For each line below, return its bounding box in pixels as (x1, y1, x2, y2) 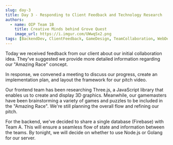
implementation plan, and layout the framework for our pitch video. (5, 77, 147, 83)
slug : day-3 (5, 7, 31, 13)
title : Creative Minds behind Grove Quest (14, 27, 107, 32)
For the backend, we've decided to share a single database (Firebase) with (5, 118, 164, 124)
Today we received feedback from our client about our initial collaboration (5, 50, 162, 57)
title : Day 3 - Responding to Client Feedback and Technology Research (5, 12, 162, 17)
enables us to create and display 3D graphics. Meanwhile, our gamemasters (5, 92, 167, 98)
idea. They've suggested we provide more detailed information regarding (5, 56, 161, 62)
